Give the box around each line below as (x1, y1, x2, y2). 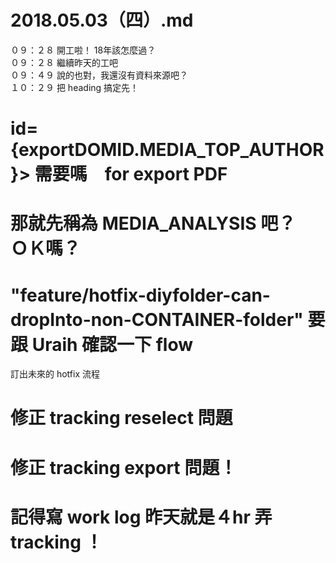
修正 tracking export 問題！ (10, 456, 238, 479)
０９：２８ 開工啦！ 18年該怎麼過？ (10, 44, 157, 56)
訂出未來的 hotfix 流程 (10, 368, 101, 380)
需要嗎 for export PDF (34, 163, 228, 186)
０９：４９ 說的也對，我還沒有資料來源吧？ (10, 69, 188, 81)
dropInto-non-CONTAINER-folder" (10, 308, 304, 331)
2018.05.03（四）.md (10, 9, 194, 32)
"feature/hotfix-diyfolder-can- (10, 284, 271, 306)
